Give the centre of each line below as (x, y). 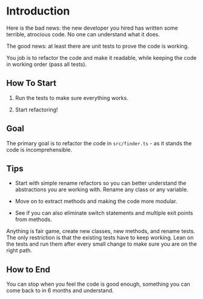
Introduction (38, 11)
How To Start (31, 83)
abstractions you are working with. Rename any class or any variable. (102, 189)
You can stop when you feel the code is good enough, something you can (98, 284)
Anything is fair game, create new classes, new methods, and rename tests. (101, 231)
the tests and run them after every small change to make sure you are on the (101, 244)
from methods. (34, 220)
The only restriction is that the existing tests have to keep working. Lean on (100, 238)
